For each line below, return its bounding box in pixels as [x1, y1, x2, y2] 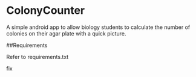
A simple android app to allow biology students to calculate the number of [6, 23, 191, 31]
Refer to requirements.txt [6, 53, 69, 60]
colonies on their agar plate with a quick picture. [6, 29, 126, 37]
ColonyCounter [6, 4, 85, 17]
